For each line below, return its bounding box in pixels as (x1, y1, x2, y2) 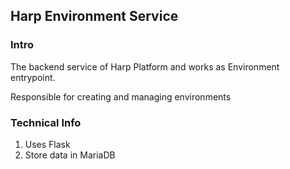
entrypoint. (10, 71, 56, 83)
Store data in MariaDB (24, 149, 116, 161)
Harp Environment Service (10, 8, 179, 25)
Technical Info (10, 115, 82, 129)
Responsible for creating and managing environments (10, 90, 232, 103)
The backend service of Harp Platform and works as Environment (10, 60, 280, 73)
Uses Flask (24, 138, 71, 150)
